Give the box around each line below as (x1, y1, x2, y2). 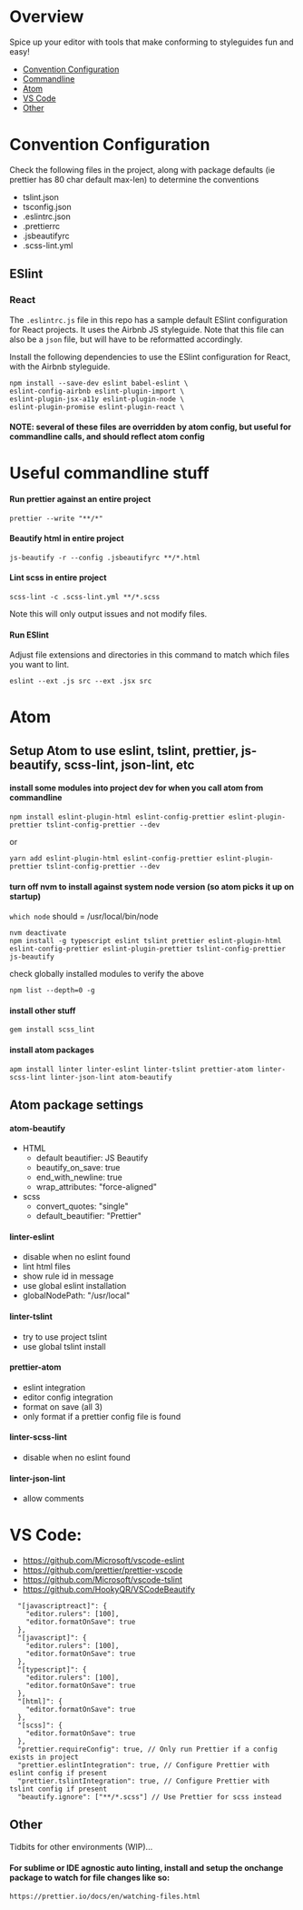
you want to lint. (9, 659, 70, 670)
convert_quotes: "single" (35, 1201, 129, 1211)
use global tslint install (22, 1341, 106, 1352)
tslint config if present (9, 1784, 107, 1794)
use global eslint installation (22, 1281, 127, 1292)
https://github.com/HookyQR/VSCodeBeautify (22, 1584, 195, 1595)
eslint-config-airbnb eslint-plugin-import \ (9, 387, 184, 396)
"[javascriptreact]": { (17, 1602, 107, 1611)
